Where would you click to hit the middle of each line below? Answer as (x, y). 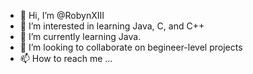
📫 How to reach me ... (66, 58)
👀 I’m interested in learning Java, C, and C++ (112, 26)
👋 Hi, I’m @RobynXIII (62, 15)
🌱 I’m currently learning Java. (80, 36)
